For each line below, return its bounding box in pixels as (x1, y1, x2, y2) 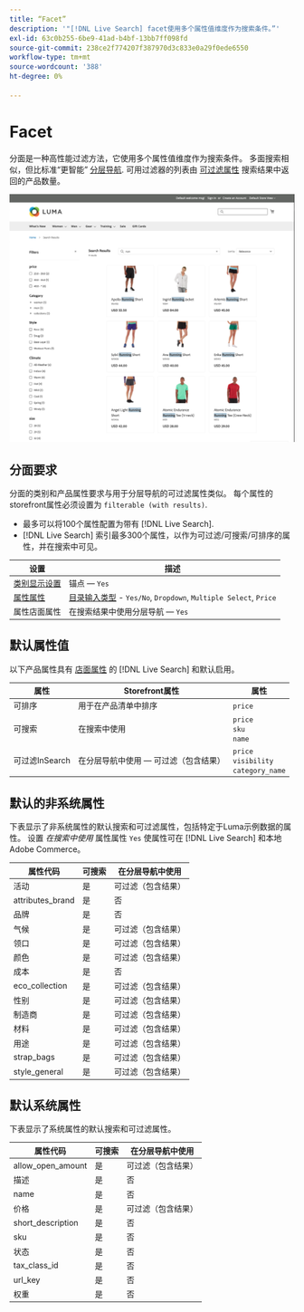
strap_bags (13, 1051, 56, 1063)
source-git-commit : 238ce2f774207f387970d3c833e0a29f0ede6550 (9, 43, 249, 53)
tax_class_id (13, 1259, 59, 1271)
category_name (233, 766, 287, 775)
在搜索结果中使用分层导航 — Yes (69, 607, 189, 618)
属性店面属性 (13, 607, 62, 618)
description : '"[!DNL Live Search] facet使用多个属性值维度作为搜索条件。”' (9, 24, 280, 34)
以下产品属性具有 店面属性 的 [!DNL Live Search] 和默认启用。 (9, 664, 240, 675)
